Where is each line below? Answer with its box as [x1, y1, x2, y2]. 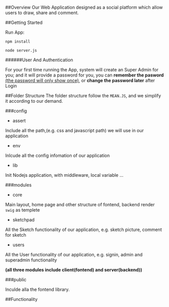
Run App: [5, 29, 25, 35]
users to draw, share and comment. [5, 10, 79, 16]
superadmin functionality [5, 257, 57, 263]
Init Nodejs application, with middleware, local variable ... [5, 172, 124, 178]
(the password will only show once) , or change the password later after [5, 78, 155, 83]
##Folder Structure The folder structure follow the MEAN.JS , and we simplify [5, 93, 161, 98]
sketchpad [12, 217, 35, 222]
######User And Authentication [5, 57, 73, 63]
